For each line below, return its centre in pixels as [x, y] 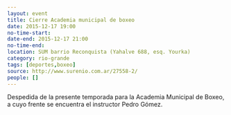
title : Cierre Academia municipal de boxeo [71, 20]
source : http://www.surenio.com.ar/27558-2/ [72, 71]
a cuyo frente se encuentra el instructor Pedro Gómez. [85, 105]
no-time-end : [26, 45]
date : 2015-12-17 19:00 [42, 26]
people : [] [23, 77]
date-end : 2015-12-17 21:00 [48, 39]
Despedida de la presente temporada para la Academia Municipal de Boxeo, [116, 97]
